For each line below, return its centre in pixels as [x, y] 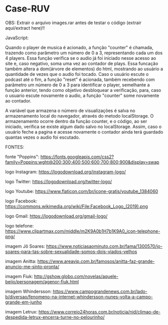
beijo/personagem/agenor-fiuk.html [42, 281]
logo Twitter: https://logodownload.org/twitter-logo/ [59, 181]
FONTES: [15, 147]
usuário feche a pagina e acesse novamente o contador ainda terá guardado [84, 132]
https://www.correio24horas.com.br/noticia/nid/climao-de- [99, 311]
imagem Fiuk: [19, 276]
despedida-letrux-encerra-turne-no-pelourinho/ [55, 317]
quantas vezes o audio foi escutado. [43, 137]
